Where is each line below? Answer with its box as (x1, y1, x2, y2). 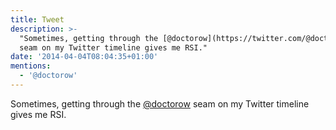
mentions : (10, 61, 52, 71)
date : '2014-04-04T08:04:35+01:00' (10, 52, 159, 62)
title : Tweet (10, 14, 65, 25)
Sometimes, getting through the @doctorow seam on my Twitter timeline (10, 97, 310, 110)
